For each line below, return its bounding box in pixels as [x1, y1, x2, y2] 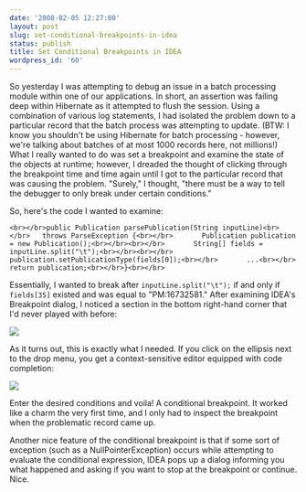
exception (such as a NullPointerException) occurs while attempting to [9, 444, 274, 455]
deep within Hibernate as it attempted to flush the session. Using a [9, 101, 260, 111]
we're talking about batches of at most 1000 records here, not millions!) [9, 139, 279, 150]
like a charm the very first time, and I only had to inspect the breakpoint [9, 408, 279, 418]
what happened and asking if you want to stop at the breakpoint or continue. [9, 464, 298, 475]
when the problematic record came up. [9, 417, 156, 428]
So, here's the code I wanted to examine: [9, 206, 164, 216]
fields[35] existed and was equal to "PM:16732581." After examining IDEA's [9, 289, 296, 300]
